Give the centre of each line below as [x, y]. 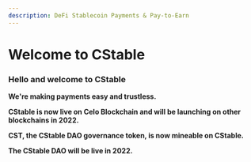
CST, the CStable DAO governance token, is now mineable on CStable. [126, 136]
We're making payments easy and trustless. [82, 96]
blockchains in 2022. [44, 120]
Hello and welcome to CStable [67, 79]
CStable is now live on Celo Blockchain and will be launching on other [125, 112]
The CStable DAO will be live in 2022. [70, 151]
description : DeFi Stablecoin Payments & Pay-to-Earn [99, 15]
